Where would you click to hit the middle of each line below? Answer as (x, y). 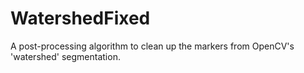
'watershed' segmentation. (65, 56)
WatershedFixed (80, 18)
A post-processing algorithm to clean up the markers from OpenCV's (152, 46)
